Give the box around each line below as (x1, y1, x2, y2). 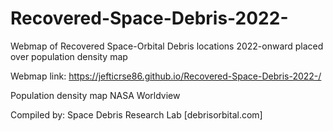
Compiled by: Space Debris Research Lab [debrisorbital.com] (10, 108, 263, 121)
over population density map (10, 50, 128, 62)
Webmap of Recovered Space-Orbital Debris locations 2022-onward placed (10, 40, 324, 52)
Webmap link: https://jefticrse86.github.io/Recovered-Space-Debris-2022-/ (10, 70, 322, 82)
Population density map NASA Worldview (10, 89, 181, 101)
